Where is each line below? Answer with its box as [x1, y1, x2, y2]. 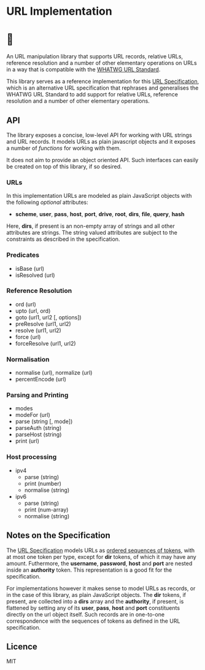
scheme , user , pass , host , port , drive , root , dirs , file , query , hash [15, 211, 185, 218]
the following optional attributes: [6, 198, 88, 206]
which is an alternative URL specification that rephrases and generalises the [6, 84, 199, 92]
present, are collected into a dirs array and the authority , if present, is [6, 598, 184, 605]
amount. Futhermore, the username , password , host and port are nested [6, 559, 193, 567]
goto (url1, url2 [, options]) [15, 313, 82, 321]
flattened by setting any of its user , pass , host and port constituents [6, 604, 180, 612]
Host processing [6, 453, 57, 461]
